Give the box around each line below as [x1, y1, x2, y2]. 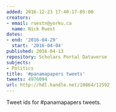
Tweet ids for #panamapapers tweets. [6, 99, 101, 106]
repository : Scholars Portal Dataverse [6, 54, 107, 60]
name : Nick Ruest [12, 25, 56, 32]
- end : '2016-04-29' [6, 37, 59, 43]
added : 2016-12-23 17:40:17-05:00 [6, 8, 94, 15]
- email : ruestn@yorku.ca [6, 20, 72, 26]
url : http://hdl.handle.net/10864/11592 [6, 82, 111, 88]
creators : [6, 15, 32, 21]
